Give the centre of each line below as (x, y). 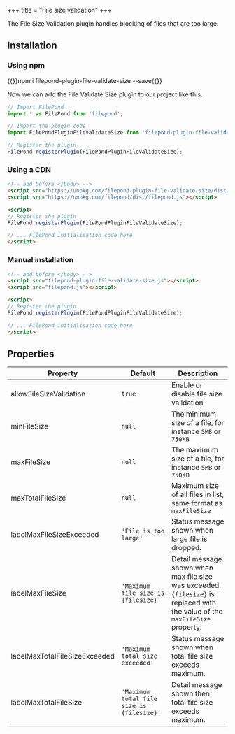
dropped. (186, 548)
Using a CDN (29, 169)
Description (198, 373)
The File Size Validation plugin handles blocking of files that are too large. (113, 23)
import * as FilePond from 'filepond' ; (65, 114)
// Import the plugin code (47, 126)
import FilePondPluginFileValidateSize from (73, 133)
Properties (31, 353)
